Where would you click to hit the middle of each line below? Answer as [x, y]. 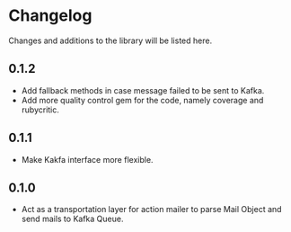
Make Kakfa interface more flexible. [87, 159]
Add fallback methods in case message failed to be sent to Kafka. [143, 90]
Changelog [50, 16]
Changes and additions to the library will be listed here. [110, 40]
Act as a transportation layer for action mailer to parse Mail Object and [151, 210]
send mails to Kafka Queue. [72, 219]
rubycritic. [40, 110]
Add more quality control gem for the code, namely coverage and [142, 100]
